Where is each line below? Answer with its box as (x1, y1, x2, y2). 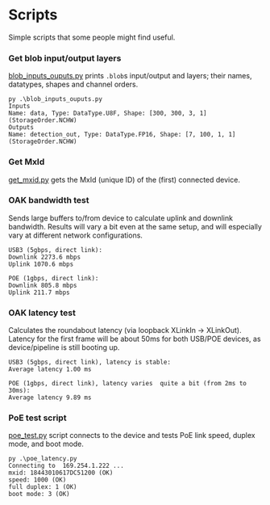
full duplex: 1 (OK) (8, 483, 78, 491)
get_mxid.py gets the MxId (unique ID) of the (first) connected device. (8, 175, 240, 184)
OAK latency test (8, 307, 77, 318)
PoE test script (8, 412, 67, 423)
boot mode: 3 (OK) (8, 490, 70, 499)
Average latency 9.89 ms (8, 393, 92, 402)
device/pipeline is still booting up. (8, 343, 120, 352)
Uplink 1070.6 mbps (8, 260, 74, 268)
